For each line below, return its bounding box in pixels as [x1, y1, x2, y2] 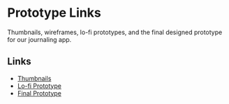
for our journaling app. [7, 35, 72, 43]
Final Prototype [17, 89, 61, 97]
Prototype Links [7, 5, 101, 21]
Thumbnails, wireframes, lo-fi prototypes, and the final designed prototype [7, 28, 223, 36]
